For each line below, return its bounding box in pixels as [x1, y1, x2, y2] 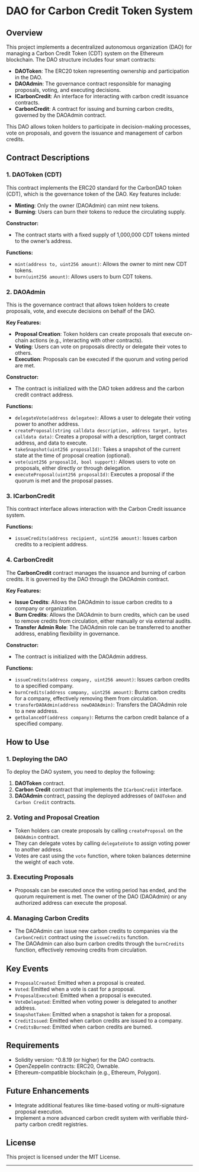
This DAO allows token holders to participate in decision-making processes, [6, 123, 191, 130]
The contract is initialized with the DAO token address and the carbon [14, 385, 185, 392]
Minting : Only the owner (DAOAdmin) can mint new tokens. [14, 201, 160, 209]
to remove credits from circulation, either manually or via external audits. [14, 617, 192, 625]
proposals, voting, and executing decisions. [14, 87, 121, 93]
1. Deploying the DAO [6, 754, 68, 763]
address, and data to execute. [14, 439, 88, 446]
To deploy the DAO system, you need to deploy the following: [6, 768, 156, 776]
